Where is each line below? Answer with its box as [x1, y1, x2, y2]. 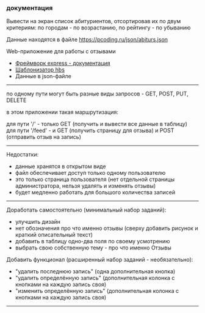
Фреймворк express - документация [15, 59, 111, 67]
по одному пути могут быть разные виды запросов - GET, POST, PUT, [6, 90, 189, 98]
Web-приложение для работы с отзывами [6, 48, 116, 55]
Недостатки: [6, 151, 39, 158]
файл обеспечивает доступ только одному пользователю [15, 169, 166, 177]
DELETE [6, 97, 27, 104]
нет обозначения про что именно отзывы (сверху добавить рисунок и [15, 224, 198, 232]
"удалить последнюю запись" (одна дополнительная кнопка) [15, 268, 176, 275]
